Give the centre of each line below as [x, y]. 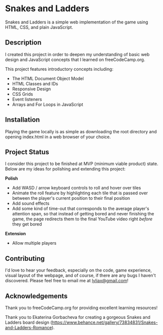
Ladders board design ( [29, 322]
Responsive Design [31, 89]
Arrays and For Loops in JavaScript [48, 104]
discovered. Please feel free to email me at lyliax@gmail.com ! [67, 281]
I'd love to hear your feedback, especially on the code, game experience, [79, 270]
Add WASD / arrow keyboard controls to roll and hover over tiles [77, 188]
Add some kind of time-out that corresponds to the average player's [81, 209]
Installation [22, 120]
